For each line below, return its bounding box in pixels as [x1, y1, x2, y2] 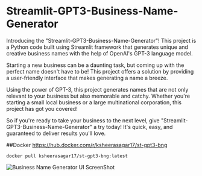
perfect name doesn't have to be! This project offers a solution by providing [6, 68, 194, 75]
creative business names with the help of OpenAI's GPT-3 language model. [6, 49, 193, 57]
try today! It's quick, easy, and [98, 123, 173, 130]
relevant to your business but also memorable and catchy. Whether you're [6, 92, 191, 99]
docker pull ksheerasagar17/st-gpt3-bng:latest [6, 152, 128, 159]
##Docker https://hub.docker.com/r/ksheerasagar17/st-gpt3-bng [6, 141, 168, 148]
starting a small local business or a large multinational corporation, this [6, 98, 182, 106]
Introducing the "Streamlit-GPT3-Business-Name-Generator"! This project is [6, 37, 197, 44]
